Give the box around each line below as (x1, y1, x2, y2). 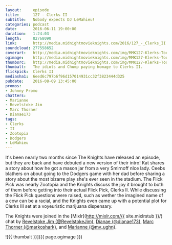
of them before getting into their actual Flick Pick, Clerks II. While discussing (5, 187, 166, 193)
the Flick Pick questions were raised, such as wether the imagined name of (5, 192, 164, 199)
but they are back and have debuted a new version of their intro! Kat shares (5, 160, 165, 166)
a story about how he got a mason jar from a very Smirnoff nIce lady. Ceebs (5, 165, 165, 171)
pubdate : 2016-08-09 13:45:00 (5, 79, 77, 84)
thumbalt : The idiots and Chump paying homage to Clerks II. (5, 64, 143, 69)
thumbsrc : (5, 60, 27, 65)
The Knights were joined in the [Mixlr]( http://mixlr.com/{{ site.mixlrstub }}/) (5, 213, 163, 219)
